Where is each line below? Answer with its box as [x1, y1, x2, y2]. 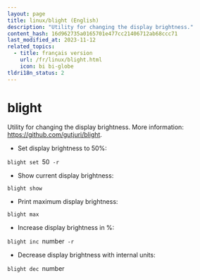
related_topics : [7, 43, 55, 50]
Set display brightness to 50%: [17, 144, 107, 152]
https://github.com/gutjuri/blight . [7, 130, 102, 139]
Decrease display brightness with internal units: [17, 251, 156, 260]
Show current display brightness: [17, 171, 114, 180]
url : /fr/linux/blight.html [20, 56, 102, 63]
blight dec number [7, 264, 65, 273]
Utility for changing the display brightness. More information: [7, 123, 185, 131]
